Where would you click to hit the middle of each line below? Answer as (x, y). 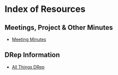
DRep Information (32, 55)
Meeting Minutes (29, 39)
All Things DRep (28, 67)
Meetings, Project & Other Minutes (59, 28)
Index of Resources (45, 9)
